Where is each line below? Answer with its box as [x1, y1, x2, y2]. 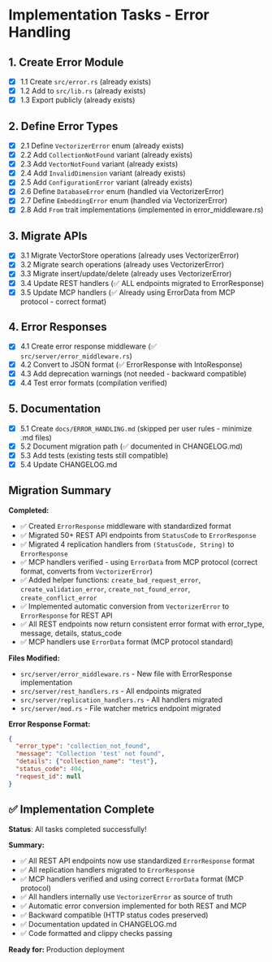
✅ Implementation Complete [8, 803, 155, 817]
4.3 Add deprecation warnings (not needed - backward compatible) [19, 368, 247, 379]
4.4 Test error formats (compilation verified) [19, 378, 168, 388]
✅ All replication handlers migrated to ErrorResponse [19, 864, 195, 874]
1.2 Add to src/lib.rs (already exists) [19, 86, 146, 96]
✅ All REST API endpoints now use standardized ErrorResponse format [19, 856, 255, 865]
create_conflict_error [19, 594, 97, 602]
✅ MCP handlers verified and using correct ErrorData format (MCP [19, 873, 244, 883]
